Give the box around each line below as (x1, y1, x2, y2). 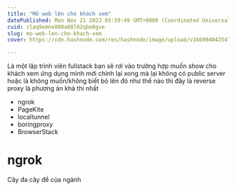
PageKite (17, 105, 44, 114)
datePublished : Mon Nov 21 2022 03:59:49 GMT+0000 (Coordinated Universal (7, 17, 231, 24)
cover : (7, 37, 27, 44)
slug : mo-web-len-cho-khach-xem (7, 29, 102, 37)
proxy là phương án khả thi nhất (7, 84, 99, 93)
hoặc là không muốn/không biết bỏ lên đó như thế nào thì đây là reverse (7, 77, 216, 85)
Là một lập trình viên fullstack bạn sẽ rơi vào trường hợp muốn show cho (7, 62, 217, 70)
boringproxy (17, 120, 53, 129)
